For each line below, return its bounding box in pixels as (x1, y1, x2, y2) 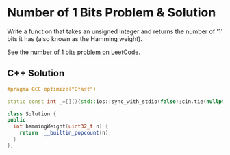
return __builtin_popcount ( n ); (19, 130, 112, 137)
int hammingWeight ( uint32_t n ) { (13, 123, 109, 130)
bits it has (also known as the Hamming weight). (7, 34, 142, 42)
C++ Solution (7, 68, 65, 79)
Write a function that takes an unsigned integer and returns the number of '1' (7, 27, 223, 36)
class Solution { (7, 111, 57, 117)
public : (7, 117, 29, 124)
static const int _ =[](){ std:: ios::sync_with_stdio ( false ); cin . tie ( (7, 98, 207, 105)
